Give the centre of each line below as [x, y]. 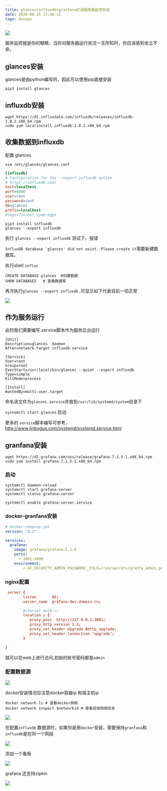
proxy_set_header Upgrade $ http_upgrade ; [73, 629]
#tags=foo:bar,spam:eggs [31, 215]
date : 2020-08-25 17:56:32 [33, 14]
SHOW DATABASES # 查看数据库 [36, 281]
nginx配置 [17, 582]
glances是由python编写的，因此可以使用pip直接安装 [58, 80]
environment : [28, 563]
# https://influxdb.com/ [31, 182]
